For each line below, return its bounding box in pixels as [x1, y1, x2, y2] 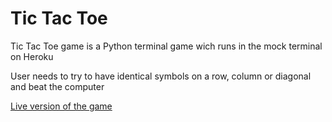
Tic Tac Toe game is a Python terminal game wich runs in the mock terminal [10, 40, 323, 52]
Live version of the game [10, 100, 113, 112]
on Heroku [10, 50, 54, 62]
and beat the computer [10, 80, 105, 92]
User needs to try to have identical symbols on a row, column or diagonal [10, 70, 312, 82]
